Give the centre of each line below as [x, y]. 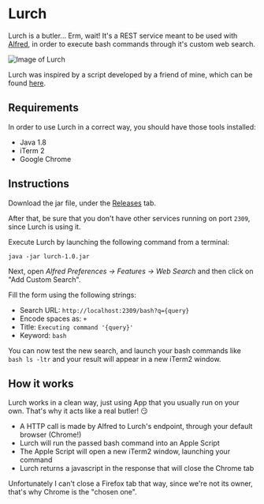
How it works [41, 384]
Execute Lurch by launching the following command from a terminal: [119, 242]
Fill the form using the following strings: [72, 295]
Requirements [43, 108]
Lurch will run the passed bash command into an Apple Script [120, 443]
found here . [27, 83]
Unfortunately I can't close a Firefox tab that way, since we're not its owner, [131, 483]
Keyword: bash [43, 335]
